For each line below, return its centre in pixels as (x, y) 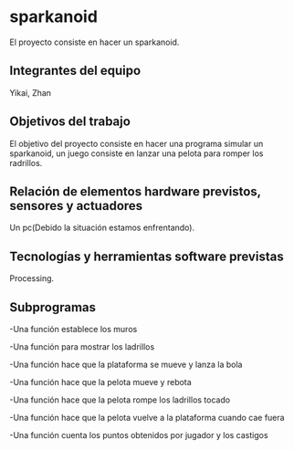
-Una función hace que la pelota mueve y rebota (100, 382)
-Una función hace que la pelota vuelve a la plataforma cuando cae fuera (147, 418)
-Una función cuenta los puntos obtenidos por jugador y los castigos (139, 435)
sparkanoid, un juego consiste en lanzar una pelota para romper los (136, 153)
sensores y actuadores (76, 206)
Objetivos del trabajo (70, 122)
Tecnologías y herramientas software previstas (147, 256)
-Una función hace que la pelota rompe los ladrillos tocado (120, 400)
